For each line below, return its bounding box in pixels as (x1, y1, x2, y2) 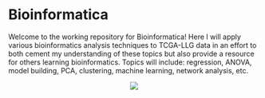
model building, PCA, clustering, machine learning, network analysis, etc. (8, 65, 249, 75)
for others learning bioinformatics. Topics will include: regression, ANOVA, (8, 57, 252, 67)
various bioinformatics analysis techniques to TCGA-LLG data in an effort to (8, 40, 257, 49)
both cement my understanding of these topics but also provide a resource (8, 49, 255, 58)
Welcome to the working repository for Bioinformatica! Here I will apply (8, 32, 242, 41)
